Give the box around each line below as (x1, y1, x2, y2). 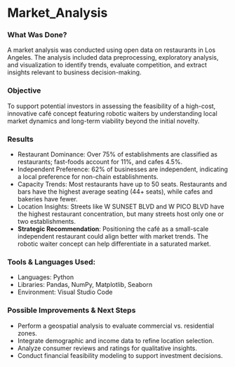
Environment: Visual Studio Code (17, 288, 113, 296)
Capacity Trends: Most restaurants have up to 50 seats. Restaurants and (17, 180, 227, 189)
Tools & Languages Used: (7, 258, 96, 267)
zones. (17, 328, 37, 338)
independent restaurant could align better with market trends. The (17, 232, 208, 241)
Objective (7, 86, 41, 95)
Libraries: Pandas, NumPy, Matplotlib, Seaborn (17, 281, 153, 289)
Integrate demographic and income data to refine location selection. (17, 336, 214, 345)
